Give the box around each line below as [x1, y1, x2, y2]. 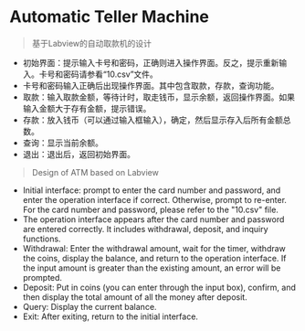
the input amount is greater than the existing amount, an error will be [22, 262, 281, 273]
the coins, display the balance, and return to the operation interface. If [22, 252, 287, 263]
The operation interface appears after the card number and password [22, 213, 285, 225]
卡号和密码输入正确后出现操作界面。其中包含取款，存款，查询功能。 [22, 80, 279, 91]
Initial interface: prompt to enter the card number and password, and [22, 185, 281, 196]
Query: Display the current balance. [22, 301, 157, 312]
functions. [22, 233, 61, 244]
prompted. [22, 272, 62, 283]
